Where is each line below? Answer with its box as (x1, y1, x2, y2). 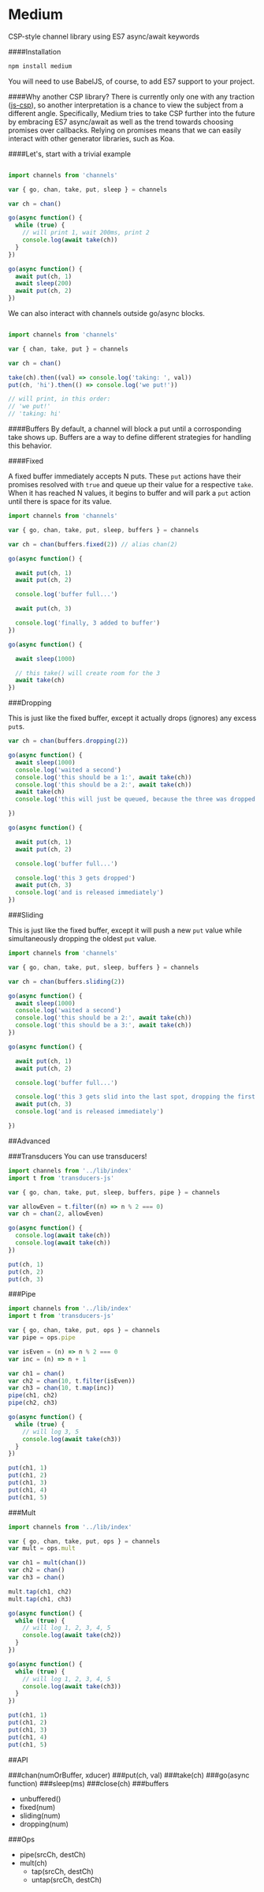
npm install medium (8, 62, 73, 70)
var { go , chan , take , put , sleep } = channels (8, 186, 168, 193)
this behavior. (8, 441, 53, 451)
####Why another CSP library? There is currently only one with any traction (8, 92, 255, 101)
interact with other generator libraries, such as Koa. (8, 133, 175, 143)
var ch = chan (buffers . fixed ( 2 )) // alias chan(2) (8, 540, 178, 548)
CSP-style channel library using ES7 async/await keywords (8, 32, 199, 41)
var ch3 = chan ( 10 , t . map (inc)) (8, 1384, 114, 1392)
